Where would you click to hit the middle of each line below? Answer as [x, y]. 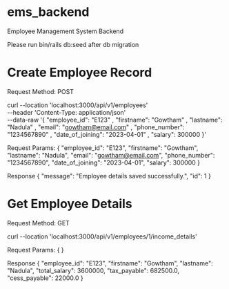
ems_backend [48, 12]
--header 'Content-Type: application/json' [67, 112]
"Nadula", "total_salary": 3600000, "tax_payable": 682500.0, [93, 270]
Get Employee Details [70, 204]
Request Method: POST [41, 91]
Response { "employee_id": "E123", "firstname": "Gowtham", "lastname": [110, 263]
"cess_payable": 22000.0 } [46, 278]
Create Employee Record [80, 73]
